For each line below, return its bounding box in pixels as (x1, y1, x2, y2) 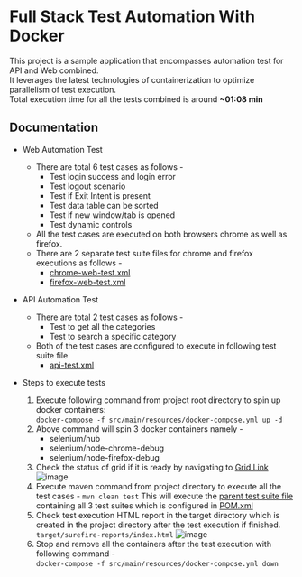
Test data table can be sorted (49, 200, 160, 210)
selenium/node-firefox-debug (49, 451, 160, 462)
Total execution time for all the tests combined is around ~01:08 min (9, 93, 263, 105)
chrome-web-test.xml (49, 266, 131, 277)
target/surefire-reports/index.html (35, 530, 174, 539)
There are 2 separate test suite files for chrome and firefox (35, 247, 254, 258)
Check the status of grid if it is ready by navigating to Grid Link (35, 461, 269, 472)
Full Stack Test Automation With (9, 6, 255, 27)
